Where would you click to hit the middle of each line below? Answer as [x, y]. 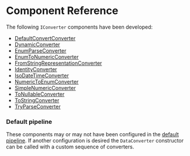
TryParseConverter [37, 106]
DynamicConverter [37, 44]
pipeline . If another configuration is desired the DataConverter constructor [95, 141]
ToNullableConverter [39, 94]
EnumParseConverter [40, 50]
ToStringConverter [37, 100]
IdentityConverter [36, 69]
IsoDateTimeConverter [42, 75]
